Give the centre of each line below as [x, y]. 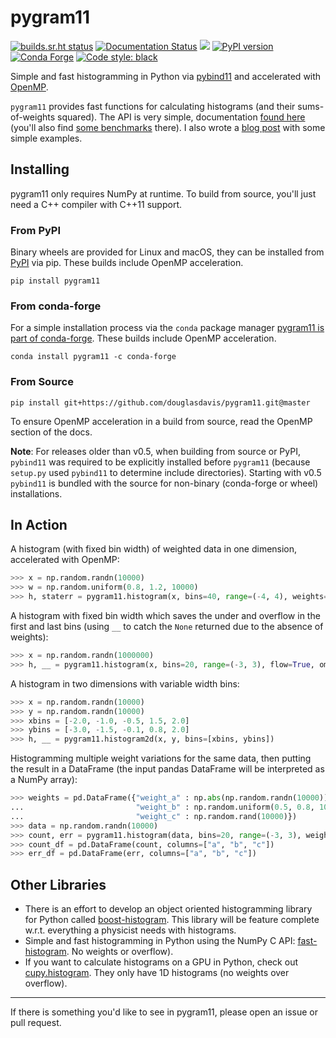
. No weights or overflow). [120, 952]
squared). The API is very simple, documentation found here [181, 117]
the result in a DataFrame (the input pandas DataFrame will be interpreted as [167, 769]
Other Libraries [58, 884]
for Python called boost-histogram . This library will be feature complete [172, 920]
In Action [39, 525]
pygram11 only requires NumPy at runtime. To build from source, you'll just [163, 193]
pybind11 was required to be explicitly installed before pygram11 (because [160, 462]
